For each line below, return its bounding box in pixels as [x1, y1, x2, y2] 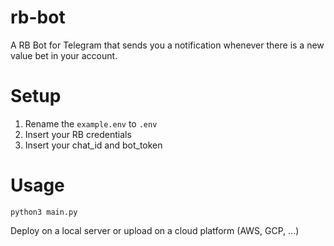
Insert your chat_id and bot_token [24, 139, 163, 151]
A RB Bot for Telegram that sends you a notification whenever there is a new [10, 39, 325, 51]
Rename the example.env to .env [24, 117, 158, 130]
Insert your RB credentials [24, 128, 132, 140]
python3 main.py [10, 207, 78, 217]
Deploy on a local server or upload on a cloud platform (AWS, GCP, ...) [10, 224, 300, 236]
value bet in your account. [10, 49, 118, 61]
